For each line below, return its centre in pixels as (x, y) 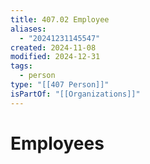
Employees (57, 143)
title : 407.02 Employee (60, 19)
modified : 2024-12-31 (55, 57)
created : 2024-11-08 (53, 47)
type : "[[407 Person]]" (60, 85)
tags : (21, 66)
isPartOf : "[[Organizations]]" (75, 94)
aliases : (28, 29)
